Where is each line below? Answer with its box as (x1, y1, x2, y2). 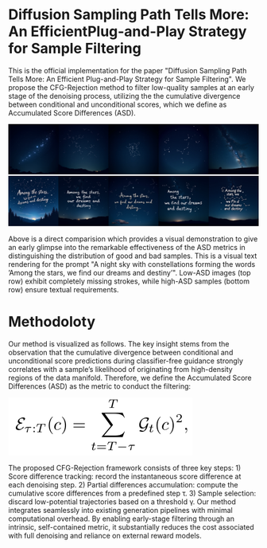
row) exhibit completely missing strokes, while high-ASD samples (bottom (8, 276, 250, 286)
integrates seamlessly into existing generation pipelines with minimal (8, 505, 233, 515)
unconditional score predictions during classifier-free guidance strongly (8, 356, 244, 366)
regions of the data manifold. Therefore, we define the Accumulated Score (8, 373, 252, 382)
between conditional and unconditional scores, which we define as (8, 100, 227, 109)
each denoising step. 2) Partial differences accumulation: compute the (8, 479, 238, 489)
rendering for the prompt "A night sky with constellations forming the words (8, 259, 256, 268)
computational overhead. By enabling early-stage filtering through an (8, 514, 234, 523)
